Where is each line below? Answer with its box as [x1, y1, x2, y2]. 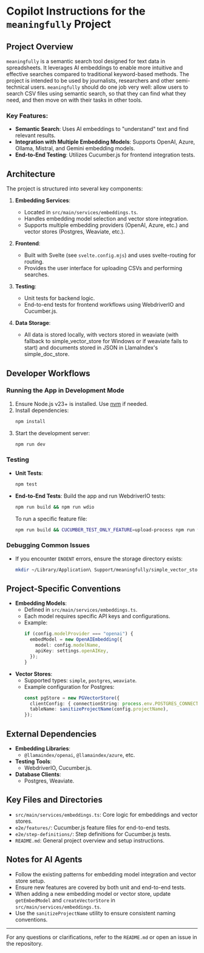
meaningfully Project [6, 17, 111, 31]
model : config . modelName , [35, 642, 101, 649]
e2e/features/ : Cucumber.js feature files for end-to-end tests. [15, 823, 171, 831]
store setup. [15, 877, 46, 884]
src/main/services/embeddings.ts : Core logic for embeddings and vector [15, 811, 198, 818]
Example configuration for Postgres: [24, 683, 115, 690]
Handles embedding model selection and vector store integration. [24, 215, 188, 223]
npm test [15, 481, 38, 487]
